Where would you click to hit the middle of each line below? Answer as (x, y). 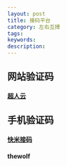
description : (26, 46)
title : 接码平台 (29, 20)
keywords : (22, 40)
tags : (15, 33)
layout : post (26, 14)
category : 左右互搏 (34, 27)
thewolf (19, 156)
